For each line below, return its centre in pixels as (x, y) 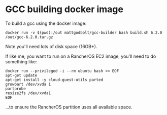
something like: (21, 61)
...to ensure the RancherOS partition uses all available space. (69, 107)
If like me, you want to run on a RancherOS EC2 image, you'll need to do (81, 56)
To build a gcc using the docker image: (46, 23)
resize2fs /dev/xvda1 (28, 93)
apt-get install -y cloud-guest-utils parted (54, 80)
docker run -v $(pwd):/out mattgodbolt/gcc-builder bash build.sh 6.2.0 (84, 32)
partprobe (16, 89)
